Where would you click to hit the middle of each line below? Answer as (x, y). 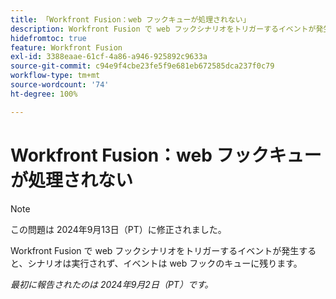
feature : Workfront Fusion (66, 47)
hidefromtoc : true (48, 38)
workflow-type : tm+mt (55, 76)
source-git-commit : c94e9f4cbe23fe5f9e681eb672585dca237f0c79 (142, 66)
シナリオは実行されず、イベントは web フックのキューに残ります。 (165, 263)
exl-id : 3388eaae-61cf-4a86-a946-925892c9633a (109, 57)
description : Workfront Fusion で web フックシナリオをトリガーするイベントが (163, 29)
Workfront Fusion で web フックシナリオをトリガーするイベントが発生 (155, 250)
